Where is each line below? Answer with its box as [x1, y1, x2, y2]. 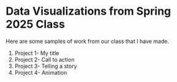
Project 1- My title [14, 49, 59, 56]
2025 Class [6, 17, 66, 31]
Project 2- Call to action [14, 56, 75, 63]
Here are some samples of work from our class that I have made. [6, 37, 170, 45]
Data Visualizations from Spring [6, 4, 171, 18]
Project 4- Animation [14, 69, 67, 76]
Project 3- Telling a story [14, 62, 77, 70]
